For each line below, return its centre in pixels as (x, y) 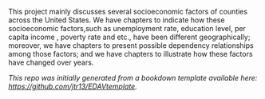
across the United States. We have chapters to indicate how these (117, 20)
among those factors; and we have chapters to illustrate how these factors (131, 54)
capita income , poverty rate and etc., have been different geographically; (129, 37)
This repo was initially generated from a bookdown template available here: (133, 78)
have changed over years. (51, 62)
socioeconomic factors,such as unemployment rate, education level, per (127, 28)
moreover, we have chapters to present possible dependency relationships (131, 46)
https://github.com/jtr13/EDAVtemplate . (73, 86)
